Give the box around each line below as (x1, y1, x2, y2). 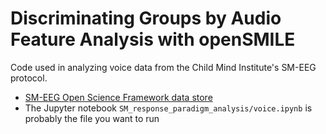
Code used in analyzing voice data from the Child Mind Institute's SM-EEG (10, 61, 317, 73)
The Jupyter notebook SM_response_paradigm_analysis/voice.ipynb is (24, 102, 313, 114)
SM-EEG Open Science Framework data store (24, 91, 213, 103)
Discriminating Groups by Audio (10, 7, 282, 30)
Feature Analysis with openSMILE (10, 28, 296, 51)
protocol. (10, 72, 48, 84)
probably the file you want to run (24, 112, 160, 124)
